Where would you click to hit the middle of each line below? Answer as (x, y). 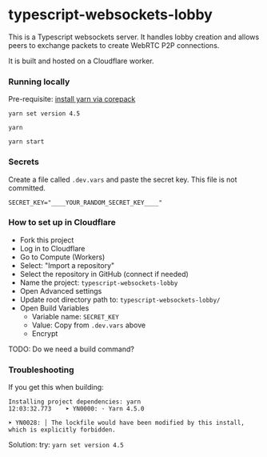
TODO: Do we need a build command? (71, 349)
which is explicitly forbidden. (62, 430)
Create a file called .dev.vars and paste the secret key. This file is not (123, 179)
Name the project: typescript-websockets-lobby (99, 283)
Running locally (39, 82)
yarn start (26, 142)
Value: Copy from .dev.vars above (89, 325)
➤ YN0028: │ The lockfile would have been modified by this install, (127, 423)
